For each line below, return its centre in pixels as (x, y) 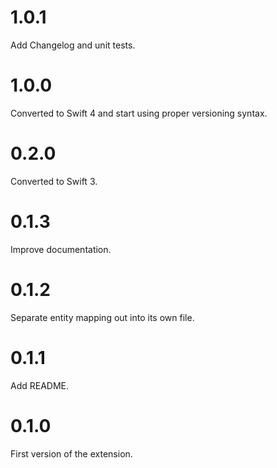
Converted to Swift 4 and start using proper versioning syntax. (139, 113)
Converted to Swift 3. (54, 181)
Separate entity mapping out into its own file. (102, 317)
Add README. (40, 385)
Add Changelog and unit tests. (73, 45)
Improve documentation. (61, 249)
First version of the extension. (71, 453)
